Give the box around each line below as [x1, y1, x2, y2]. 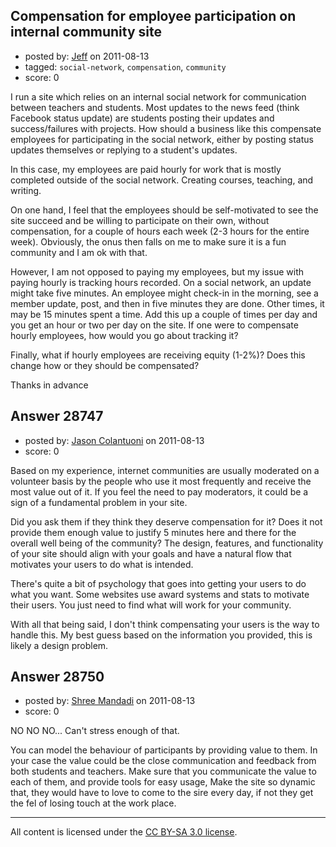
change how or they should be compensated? [10, 359, 200, 371]
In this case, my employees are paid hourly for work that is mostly [10, 163, 282, 175]
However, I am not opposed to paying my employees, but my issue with [10, 265, 305, 278]
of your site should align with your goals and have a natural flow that [10, 547, 292, 559]
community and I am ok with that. [10, 246, 148, 258]
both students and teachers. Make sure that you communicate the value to [10, 765, 317, 778]
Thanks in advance [10, 379, 89, 391]
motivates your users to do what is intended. [10, 558, 194, 570]
